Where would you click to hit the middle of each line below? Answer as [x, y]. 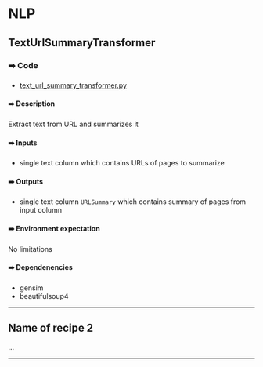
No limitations [30, 249]
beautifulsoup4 [44, 296]
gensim [31, 288]
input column [41, 210]
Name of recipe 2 [51, 328]
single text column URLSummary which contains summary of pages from [133, 202]
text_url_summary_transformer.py [73, 85]
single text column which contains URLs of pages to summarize [122, 163]
